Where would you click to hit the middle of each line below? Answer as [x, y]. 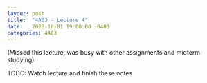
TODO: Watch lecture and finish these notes [70, 73]
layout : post [26, 13]
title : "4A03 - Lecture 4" [48, 20]
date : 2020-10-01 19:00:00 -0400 [58, 26]
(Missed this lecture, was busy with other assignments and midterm [104, 53]
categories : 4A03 [32, 33]
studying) [21, 60]
